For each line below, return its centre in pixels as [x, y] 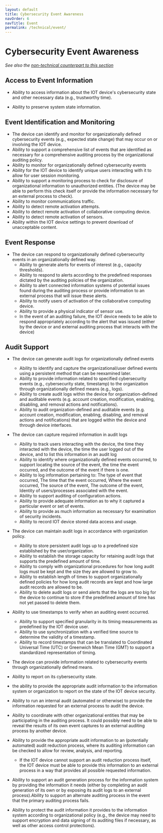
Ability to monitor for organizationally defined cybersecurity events [79, 165]
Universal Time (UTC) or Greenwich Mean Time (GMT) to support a [87, 647]
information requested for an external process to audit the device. [78, 706]
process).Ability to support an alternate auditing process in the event [81, 795]
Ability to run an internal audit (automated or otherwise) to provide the [82, 701]
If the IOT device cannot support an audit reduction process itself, [85, 760]
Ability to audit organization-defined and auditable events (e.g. [82, 410]
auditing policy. [27, 160]
